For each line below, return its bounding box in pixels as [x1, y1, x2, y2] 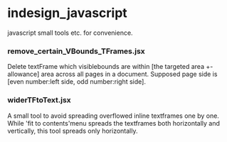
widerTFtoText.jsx [7, 95, 71, 105]
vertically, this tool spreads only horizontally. [7, 126, 138, 135]
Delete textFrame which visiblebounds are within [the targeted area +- [7, 62, 213, 71]
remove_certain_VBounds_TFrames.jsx [7, 46, 146, 56]
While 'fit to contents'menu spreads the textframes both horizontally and [7, 119, 221, 127]
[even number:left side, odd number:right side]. [7, 77, 146, 86]
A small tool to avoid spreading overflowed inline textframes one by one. [7, 111, 219, 120]
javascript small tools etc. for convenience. [7, 28, 133, 37]
